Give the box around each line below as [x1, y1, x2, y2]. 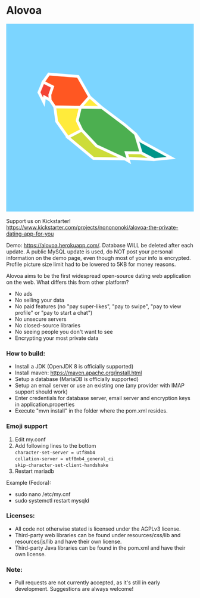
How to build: [6, 349, 46, 358]
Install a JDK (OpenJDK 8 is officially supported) [14, 363, 134, 370]
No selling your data [14, 296, 64, 303]
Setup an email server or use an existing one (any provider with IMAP [14, 382, 185, 389]
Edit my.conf [14, 436, 46, 443]
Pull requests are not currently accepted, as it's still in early [14, 579, 161, 586]
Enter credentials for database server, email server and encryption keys [14, 395, 190, 402]
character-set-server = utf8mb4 [14, 450, 95, 456]
